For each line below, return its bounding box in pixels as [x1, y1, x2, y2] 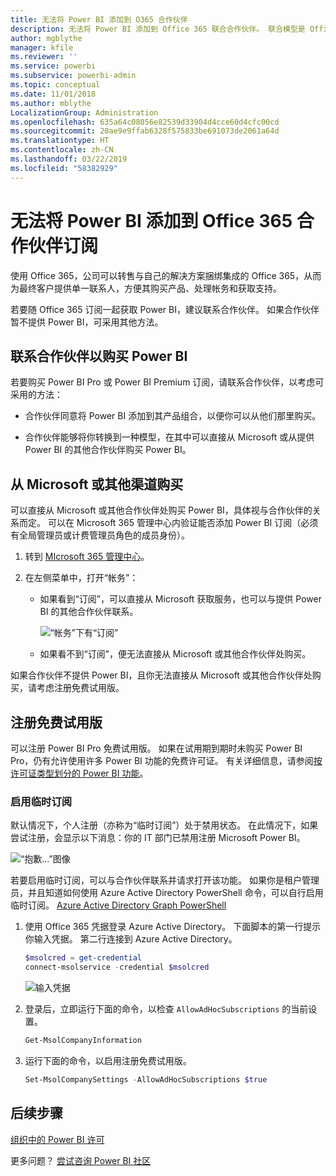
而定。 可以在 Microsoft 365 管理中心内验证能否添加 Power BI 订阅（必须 [18, 517, 319, 529]
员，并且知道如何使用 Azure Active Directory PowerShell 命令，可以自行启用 [10, 887, 324, 899]
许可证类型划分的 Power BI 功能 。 [10, 767, 149, 779]
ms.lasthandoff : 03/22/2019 [10, 154, 128, 164]
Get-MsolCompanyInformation [24, 1036, 142, 1046]
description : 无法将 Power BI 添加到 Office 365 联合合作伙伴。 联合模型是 [10, 24, 306, 34]
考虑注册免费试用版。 [36, 682, 125, 694]
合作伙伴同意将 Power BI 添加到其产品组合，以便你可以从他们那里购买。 [24, 410, 322, 422]
